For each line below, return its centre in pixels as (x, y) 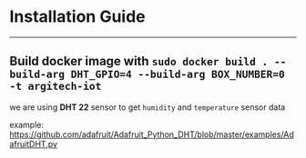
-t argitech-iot (56, 86)
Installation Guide (77, 17)
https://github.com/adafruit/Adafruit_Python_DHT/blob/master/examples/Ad (152, 134)
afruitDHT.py (33, 143)
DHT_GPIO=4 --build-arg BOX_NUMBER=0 (178, 74)
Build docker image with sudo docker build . (139, 61)
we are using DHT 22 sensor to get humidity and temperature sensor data (148, 107)
